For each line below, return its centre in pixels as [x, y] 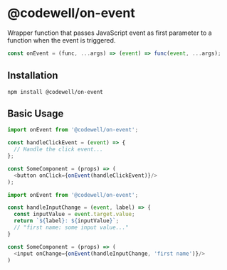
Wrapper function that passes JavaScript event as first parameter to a [110, 33]
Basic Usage [36, 114]
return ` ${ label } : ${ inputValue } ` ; [67, 221]
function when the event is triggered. [62, 40]
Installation [33, 76]
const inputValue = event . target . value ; [74, 215]
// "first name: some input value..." [72, 228]
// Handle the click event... [58, 150]
